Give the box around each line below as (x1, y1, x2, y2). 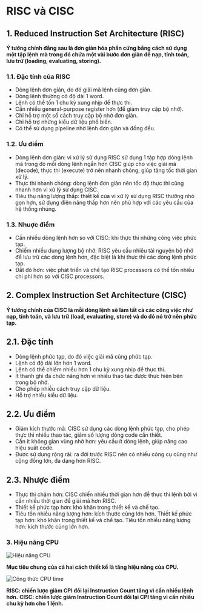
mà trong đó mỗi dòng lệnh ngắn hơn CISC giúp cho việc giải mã (15, 160, 177, 167)
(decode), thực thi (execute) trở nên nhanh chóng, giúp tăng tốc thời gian (15, 167, 198, 174)
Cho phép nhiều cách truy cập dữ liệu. (15, 385, 111, 392)
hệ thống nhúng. (15, 205, 56, 213)
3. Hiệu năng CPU (6, 538, 59, 546)
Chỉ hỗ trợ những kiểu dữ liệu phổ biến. (15, 118, 113, 125)
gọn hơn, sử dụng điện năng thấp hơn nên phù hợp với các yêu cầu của (15, 199, 194, 206)
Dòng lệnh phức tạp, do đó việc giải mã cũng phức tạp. (15, 353, 153, 360)
